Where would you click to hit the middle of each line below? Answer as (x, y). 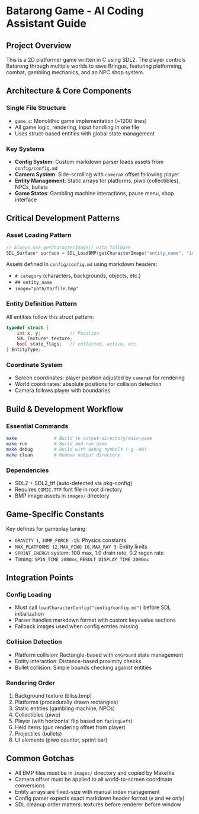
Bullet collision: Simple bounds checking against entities (83, 667)
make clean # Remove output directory (63, 455)
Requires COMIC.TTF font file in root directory (68, 489)
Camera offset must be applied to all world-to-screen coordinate (94, 779)
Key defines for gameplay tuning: (46, 528)
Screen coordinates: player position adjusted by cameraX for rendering (100, 378)
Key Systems (25, 148)
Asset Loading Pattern (39, 235)
